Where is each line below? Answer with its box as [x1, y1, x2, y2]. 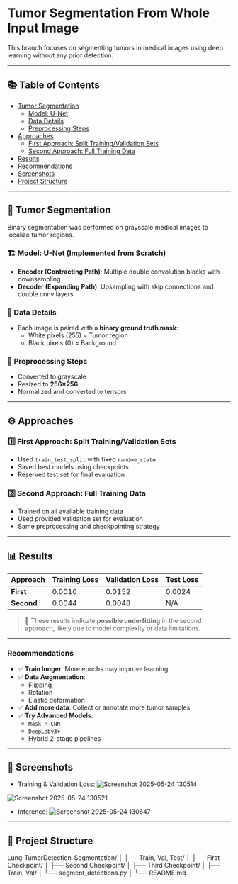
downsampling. [17, 274, 62, 283]
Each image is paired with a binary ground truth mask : [17, 324, 178, 332]
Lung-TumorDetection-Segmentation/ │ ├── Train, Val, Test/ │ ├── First [7, 854, 220, 862]
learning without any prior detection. [7, 51, 114, 60]
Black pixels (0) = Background [28, 339, 117, 347]
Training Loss [52, 575, 99, 585]
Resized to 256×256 [17, 380, 79, 388]
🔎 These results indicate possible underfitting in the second [24, 617, 202, 625]
